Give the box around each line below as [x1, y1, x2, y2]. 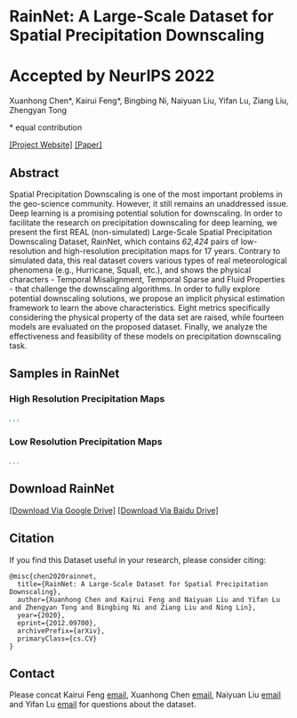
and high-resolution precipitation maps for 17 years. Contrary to [47, 245, 281, 256]
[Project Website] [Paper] [9, 140, 102, 151]
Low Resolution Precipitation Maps [9, 435, 163, 447]
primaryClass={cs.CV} [17, 634, 98, 643]
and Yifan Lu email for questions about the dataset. [9, 699, 197, 710]
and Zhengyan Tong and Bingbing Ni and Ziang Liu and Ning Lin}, [9, 603, 256, 612]
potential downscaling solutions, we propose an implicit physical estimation [9, 292, 285, 304]
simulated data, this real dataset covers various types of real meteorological [9, 255, 287, 265]
